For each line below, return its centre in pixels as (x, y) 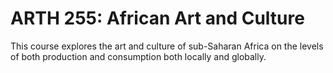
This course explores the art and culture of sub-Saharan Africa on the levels (167, 46)
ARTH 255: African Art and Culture (157, 18)
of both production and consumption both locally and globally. (138, 56)
